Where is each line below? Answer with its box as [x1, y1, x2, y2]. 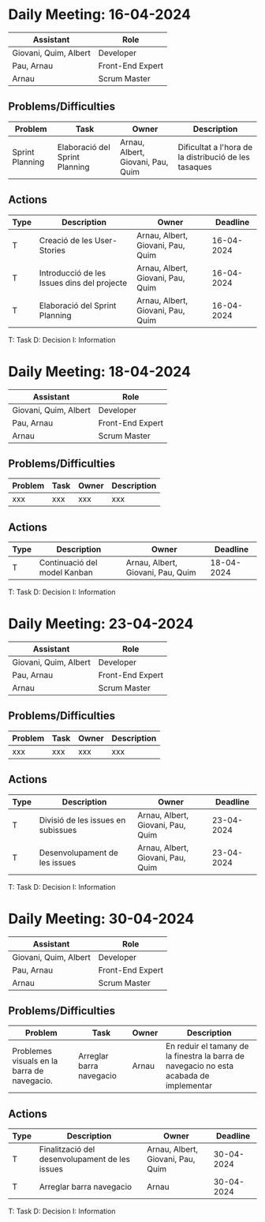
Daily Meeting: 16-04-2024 [8, 6, 192, 24]
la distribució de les [177, 152, 250, 163]
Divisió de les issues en [39, 815, 126, 826]
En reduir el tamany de [165, 1040, 249, 1051]
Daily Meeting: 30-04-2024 [8, 909, 195, 928]
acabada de [165, 1070, 210, 1081]
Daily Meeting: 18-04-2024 [8, 362, 192, 380]
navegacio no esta [165, 1060, 234, 1071]
